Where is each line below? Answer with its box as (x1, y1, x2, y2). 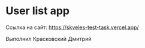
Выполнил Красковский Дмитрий (5, 35, 92, 42)
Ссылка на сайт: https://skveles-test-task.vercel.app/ (5, 24, 139, 31)
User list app (5, 4, 70, 18)
